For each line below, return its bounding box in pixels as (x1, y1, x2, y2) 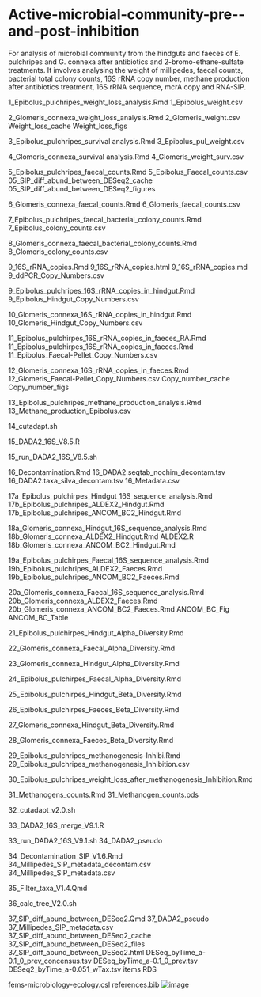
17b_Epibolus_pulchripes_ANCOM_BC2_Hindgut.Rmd (8, 508, 182, 517)
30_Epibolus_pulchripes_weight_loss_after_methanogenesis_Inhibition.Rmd (8, 774, 253, 784)
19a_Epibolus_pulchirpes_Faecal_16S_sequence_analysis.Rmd (8, 555, 210, 565)
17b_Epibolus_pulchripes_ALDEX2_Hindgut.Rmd (8, 499, 165, 509)
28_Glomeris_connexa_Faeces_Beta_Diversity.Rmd (8, 735, 174, 745)
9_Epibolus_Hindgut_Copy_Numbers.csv (8, 294, 140, 304)
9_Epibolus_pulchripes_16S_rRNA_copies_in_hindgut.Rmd (8, 286, 195, 295)
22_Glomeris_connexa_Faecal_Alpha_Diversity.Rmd (8, 643, 176, 653)
